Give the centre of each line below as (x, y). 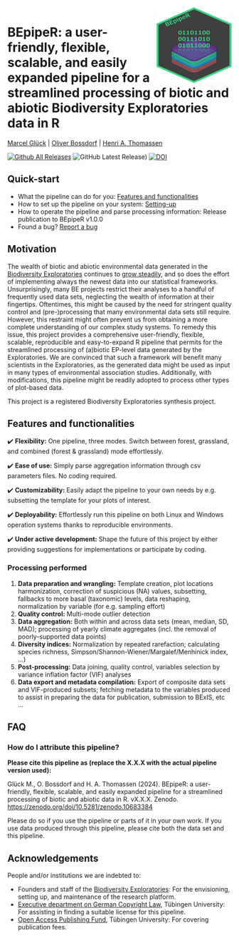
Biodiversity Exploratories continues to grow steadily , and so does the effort (118, 274)
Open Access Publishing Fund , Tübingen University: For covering (113, 919)
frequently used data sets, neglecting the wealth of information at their (111, 297)
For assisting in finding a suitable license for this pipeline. (102, 912)
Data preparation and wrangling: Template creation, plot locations (115, 583)
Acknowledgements (53, 858)
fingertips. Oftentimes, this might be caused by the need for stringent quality (119, 304)
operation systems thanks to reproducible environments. (90, 525)
